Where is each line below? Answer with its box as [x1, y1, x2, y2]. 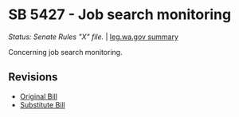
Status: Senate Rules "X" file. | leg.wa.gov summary [8, 32, 179, 41]
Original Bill [19, 92, 58, 101]
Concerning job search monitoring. [8, 47, 123, 57]
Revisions [8, 70, 58, 84]
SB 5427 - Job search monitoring [8, 6, 232, 24]
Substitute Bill [19, 99, 65, 109]
